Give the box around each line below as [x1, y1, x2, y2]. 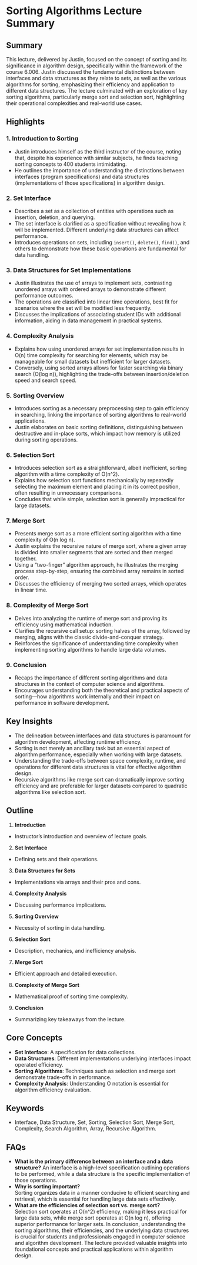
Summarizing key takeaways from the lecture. [14, 1015, 126, 1022]
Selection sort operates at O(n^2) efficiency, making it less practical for [14, 1208, 187, 1215]
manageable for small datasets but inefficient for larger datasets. [14, 358, 172, 365]
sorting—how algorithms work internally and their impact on [14, 693, 161, 700]
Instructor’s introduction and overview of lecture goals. [14, 832, 148, 839]
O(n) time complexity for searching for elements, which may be [14, 351, 168, 358]
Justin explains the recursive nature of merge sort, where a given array [14, 542, 187, 550]
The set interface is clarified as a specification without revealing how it [14, 220, 186, 227]
